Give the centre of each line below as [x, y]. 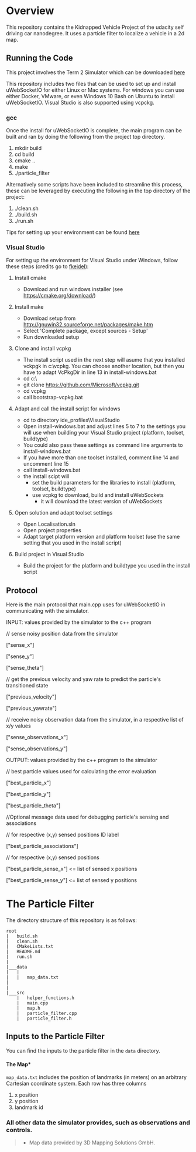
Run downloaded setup [51, 337]
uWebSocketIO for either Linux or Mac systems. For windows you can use [95, 90]
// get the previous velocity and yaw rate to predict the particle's [83, 679]
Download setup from [49, 318]
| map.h [29, 1009]
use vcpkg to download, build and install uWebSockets [98, 495]
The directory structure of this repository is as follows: [72, 920]
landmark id [29, 1107]
